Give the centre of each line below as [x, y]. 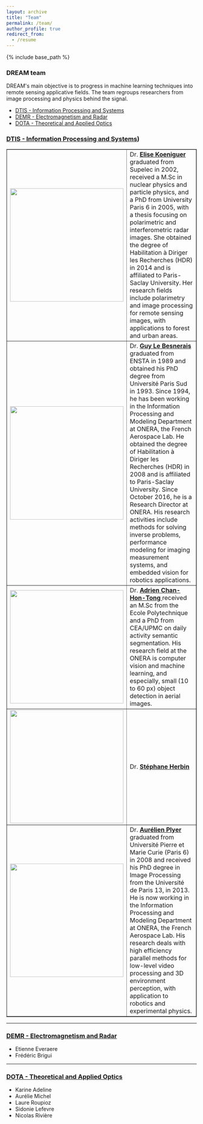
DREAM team [26, 73]
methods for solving [158, 527]
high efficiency [151, 951]
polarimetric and [153, 222]
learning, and [148, 673]
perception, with [153, 988]
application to [149, 996]
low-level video [152, 966]
